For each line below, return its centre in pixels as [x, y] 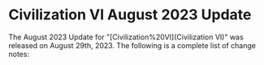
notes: [19, 54]
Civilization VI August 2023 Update [130, 15]
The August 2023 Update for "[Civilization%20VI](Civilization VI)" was [126, 37]
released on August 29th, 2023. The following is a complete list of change [132, 45]
